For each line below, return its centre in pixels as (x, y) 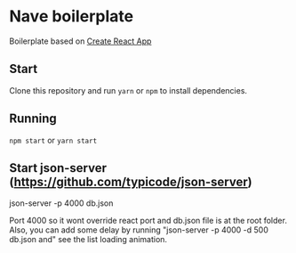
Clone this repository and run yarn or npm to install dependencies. (128, 90)
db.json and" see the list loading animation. (88, 240)
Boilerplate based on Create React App (80, 41)
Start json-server (58, 168)
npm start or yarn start (53, 140)
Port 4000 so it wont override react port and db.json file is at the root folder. (148, 221)
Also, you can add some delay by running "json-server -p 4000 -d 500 (139, 230)
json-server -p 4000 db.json (61, 203)
